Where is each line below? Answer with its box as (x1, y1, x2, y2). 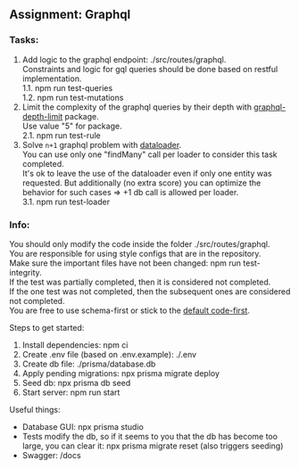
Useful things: (9, 404, 61, 415)
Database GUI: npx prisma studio (21, 421, 145, 432)
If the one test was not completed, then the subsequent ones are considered (9, 285, 291, 297)
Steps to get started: (9, 322, 85, 333)
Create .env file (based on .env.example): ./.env (21, 349, 197, 359)
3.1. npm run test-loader (21, 196, 110, 207)
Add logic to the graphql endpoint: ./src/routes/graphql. (21, 53, 227, 65)
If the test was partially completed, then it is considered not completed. (9, 276, 271, 287)
